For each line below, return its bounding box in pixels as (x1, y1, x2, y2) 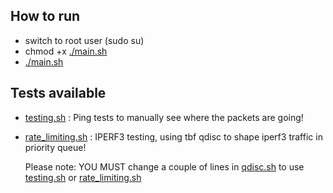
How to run (10, 8, 81, 25)
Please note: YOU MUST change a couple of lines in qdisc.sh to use (24, 160, 305, 173)
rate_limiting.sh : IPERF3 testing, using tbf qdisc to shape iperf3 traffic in (24, 130, 323, 143)
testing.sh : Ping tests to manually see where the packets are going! (24, 111, 304, 123)
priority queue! (24, 141, 87, 153)
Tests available (10, 85, 107, 102)
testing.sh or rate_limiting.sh (24, 171, 142, 183)
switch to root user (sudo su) (24, 34, 145, 46)
